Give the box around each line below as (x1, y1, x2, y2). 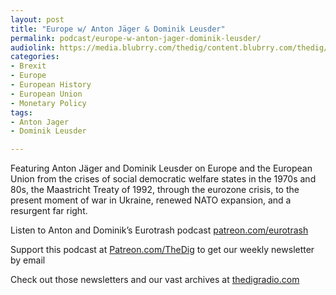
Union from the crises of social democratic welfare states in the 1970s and (10, 173, 317, 185)
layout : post (10, 14, 65, 25)
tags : (10, 107, 33, 118)
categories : (10, 52, 60, 62)
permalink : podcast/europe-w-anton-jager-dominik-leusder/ (10, 33, 262, 43)
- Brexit (10, 61, 47, 71)
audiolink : (10, 42, 56, 53)
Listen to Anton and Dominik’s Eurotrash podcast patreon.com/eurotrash (10, 224, 309, 236)
